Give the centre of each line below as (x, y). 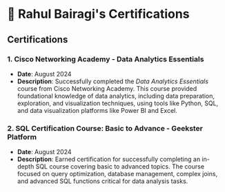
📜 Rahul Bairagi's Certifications (98, 14)
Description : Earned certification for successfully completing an (109, 159)
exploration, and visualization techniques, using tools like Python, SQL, (118, 103)
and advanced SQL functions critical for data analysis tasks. (102, 181)
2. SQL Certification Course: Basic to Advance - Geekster (105, 128)
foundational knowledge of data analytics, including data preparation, (116, 96)
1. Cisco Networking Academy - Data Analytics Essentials (106, 59)
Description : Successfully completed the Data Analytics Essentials (113, 81)
